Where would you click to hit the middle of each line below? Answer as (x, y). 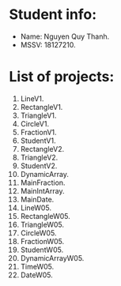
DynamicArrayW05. (52, 258)
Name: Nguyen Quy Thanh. (65, 36)
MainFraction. (43, 183)
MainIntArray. (42, 190)
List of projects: (62, 77)
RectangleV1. (42, 107)
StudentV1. (38, 141)
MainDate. (37, 199)
